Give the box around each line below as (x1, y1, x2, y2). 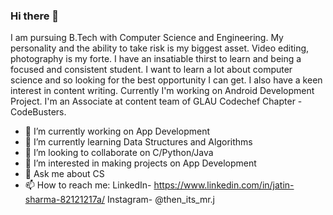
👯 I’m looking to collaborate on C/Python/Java (24, 147, 214, 159)
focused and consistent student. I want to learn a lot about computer (10, 64, 293, 76)
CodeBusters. (10, 106, 67, 118)
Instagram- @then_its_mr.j (106, 194, 215, 206)
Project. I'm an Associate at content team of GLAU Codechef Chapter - (10, 95, 303, 108)
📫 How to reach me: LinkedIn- (24, 179, 152, 191)
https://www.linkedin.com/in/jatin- (153, 179, 295, 191)
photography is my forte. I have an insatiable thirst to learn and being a (10, 53, 302, 65)
